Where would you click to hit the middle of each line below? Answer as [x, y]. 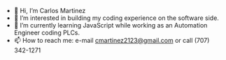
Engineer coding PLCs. [47, 32]
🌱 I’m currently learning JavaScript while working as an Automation [111, 25]
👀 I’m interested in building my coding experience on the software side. [116, 18]
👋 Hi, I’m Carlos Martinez [50, 11]
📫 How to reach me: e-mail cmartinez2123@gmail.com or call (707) [112, 40]
